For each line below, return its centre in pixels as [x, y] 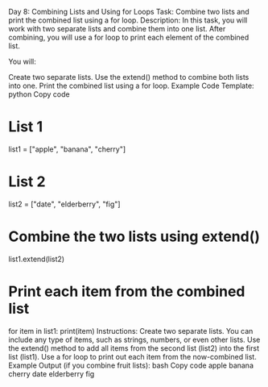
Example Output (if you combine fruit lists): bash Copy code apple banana [131, 365]
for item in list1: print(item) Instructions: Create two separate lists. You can [131, 331]
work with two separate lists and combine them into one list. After [117, 29]
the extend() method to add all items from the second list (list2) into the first [134, 348]
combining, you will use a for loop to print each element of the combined [129, 37]
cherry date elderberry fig [52, 373]
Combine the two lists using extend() [134, 237]
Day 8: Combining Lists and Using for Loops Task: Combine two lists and [129, 12]
